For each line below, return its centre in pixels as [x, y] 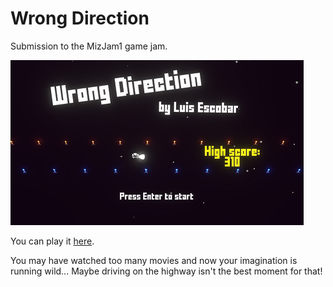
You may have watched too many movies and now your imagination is [154, 260]
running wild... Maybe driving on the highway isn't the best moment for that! [166, 271]
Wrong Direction [80, 18]
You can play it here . [52, 241]
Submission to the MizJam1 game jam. [89, 46]
